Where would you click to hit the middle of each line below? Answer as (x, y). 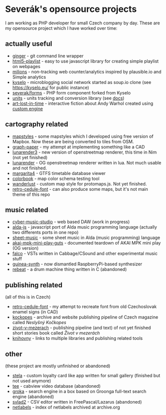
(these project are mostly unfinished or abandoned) (58, 366)
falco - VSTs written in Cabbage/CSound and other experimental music (85, 253)
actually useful (29, 44)
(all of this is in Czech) (28, 297)
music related (27, 210)
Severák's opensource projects (71, 9)
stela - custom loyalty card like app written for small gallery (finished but (86, 375)
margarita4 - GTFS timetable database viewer (59, 173)
